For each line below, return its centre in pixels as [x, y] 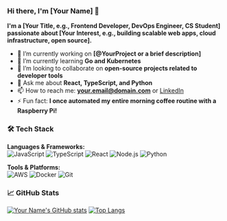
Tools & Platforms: [34, 167]
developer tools [40, 75]
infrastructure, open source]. [50, 40]
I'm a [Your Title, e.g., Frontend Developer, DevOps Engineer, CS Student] [114, 26]
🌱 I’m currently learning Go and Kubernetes [79, 61]
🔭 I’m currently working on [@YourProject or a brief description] [109, 54]
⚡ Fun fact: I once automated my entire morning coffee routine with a [117, 101]
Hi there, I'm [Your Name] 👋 [53, 11]
